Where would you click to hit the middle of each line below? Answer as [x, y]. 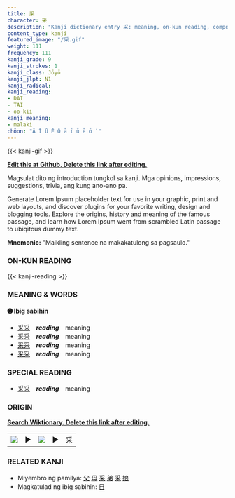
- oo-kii [20, 112]
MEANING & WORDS [43, 294]
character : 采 [27, 20]
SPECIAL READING [40, 372]
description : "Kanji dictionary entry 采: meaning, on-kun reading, [108, 27]
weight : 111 [24, 46]
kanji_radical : [29, 86]
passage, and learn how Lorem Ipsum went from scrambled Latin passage [114, 222]
